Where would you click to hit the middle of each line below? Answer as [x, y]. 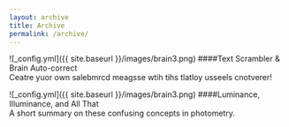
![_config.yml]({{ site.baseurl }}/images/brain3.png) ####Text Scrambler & [144, 59]
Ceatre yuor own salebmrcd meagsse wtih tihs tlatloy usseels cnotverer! [141, 78]
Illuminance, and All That [54, 104]
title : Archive [37, 26]
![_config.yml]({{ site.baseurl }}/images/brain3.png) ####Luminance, [135, 94]
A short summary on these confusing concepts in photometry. [122, 113]
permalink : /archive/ [49, 34]
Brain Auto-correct [43, 68]
